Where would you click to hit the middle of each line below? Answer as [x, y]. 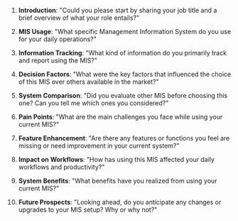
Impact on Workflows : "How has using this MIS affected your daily [117, 160]
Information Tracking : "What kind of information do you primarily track [122, 53]
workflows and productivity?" [61, 167]
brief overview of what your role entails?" [79, 18]
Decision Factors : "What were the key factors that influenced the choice [125, 74]
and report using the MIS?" [58, 60]
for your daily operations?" [57, 39]
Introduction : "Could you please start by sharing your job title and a [118, 10]
